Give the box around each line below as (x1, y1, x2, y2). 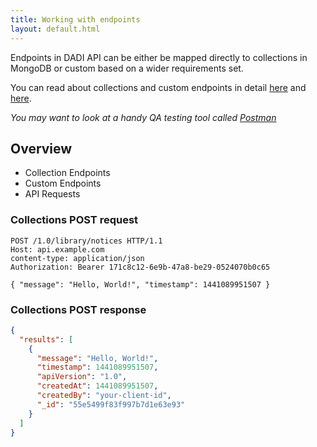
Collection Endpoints (24, 167, 111, 179)
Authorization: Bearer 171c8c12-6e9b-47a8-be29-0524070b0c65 (10, 262, 271, 272)
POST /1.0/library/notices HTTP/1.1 (10, 236, 163, 246)
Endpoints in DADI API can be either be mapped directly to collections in (10, 51, 308, 63)
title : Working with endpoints (10, 14, 141, 25)
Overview (10, 140, 73, 157)
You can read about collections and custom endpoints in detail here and (10, 81, 307, 93)
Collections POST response (10, 302, 147, 316)
